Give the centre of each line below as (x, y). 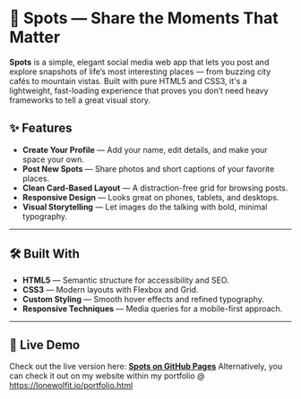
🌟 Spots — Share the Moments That (144, 18)
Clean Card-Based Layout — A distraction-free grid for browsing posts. (155, 188)
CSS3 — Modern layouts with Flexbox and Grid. (110, 289)
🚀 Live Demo (45, 345)
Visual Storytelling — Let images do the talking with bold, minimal (145, 207)
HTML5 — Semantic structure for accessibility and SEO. (126, 280)
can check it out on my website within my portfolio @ (107, 376)
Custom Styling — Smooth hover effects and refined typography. (143, 299)
